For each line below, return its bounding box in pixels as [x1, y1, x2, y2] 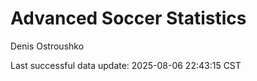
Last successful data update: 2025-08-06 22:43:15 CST [10, 59, 242, 71]
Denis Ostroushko [10, 40, 85, 52]
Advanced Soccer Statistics [10, 7, 247, 30]
